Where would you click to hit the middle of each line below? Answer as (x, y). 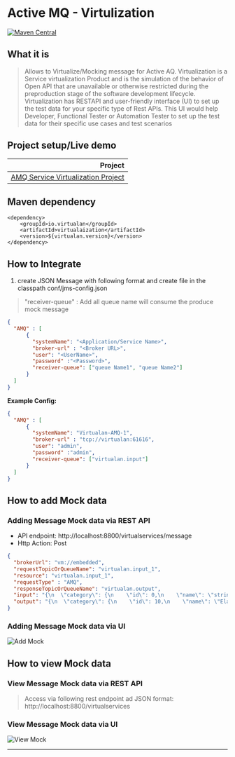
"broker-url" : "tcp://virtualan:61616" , (94, 439)
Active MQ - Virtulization (81, 13)
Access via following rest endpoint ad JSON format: (99, 698)
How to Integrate (44, 264)
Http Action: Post (42, 543)
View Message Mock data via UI (63, 724)
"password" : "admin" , (64, 453)
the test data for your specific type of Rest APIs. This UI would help (121, 108)
